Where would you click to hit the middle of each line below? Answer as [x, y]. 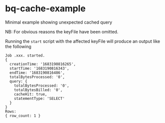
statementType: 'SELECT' [39, 98]
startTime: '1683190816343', [39, 68]
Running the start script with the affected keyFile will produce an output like [83, 41]
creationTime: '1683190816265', [43, 64]
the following [18, 46]
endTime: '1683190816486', [37, 73]
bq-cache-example [46, 9]
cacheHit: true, [31, 94]
